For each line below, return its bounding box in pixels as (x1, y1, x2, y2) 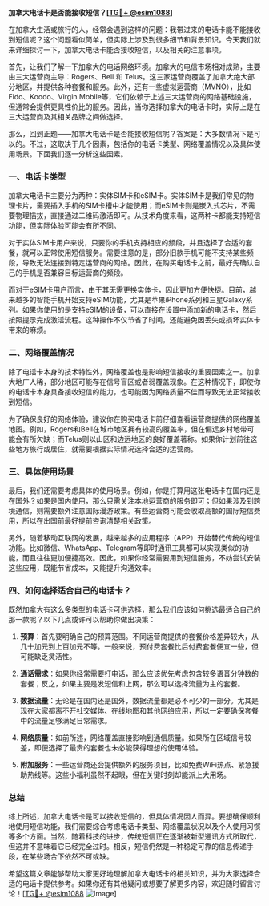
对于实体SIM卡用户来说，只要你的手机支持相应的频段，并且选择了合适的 (8, 238, 246, 248)
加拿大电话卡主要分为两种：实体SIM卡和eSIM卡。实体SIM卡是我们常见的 (8, 191, 247, 200)
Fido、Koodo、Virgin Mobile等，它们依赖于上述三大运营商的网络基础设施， (8, 92, 256, 101)
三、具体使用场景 (8, 466, 74, 477)
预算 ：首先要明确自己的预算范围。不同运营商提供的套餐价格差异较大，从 (19, 632, 259, 641)
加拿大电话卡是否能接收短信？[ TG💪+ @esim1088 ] (8, 8, 174, 17)
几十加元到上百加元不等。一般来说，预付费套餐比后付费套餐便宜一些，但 (19, 641, 259, 652)
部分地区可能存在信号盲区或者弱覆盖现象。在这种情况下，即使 (50, 377, 254, 386)
